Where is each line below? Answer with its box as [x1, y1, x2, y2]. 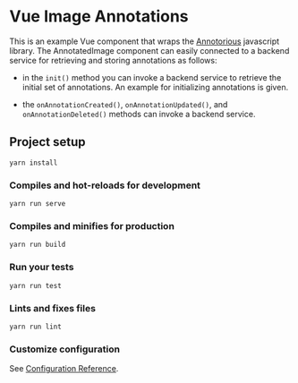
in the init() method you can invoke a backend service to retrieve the [21, 72, 282, 82]
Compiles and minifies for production [9, 219, 175, 232]
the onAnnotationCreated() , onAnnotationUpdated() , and [21, 98, 228, 109]
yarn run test [9, 281, 63, 290]
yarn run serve [9, 200, 66, 209]
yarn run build [9, 240, 66, 250]
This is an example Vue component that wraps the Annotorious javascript [9, 36, 280, 47]
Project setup [9, 134, 87, 149]
